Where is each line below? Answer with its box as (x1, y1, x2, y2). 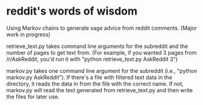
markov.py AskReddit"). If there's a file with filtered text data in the (6, 73, 173, 81)
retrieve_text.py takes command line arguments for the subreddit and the (6, 42, 188, 50)
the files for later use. (6, 93, 59, 100)
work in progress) (6, 30, 50, 38)
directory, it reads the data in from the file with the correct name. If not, (6, 80, 184, 87)
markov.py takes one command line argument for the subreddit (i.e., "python (6, 67, 198, 74)
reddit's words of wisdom (6, 4, 138, 18)
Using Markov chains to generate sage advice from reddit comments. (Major (6, 24, 197, 32)
